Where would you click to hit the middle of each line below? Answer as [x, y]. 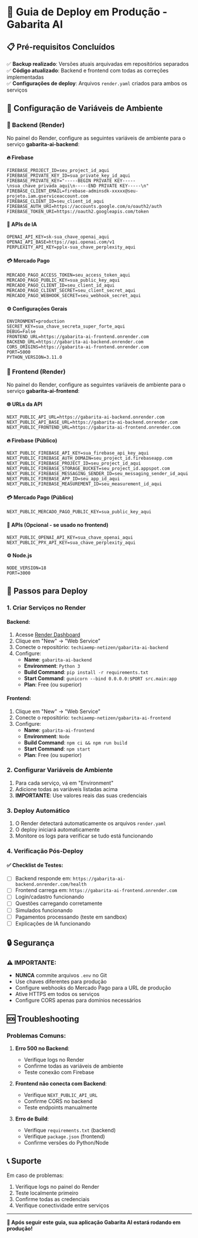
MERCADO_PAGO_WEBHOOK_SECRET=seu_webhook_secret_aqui [74, 296]
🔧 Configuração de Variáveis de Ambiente [85, 108]
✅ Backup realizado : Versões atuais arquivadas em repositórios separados [98, 64]
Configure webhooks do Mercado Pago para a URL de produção [93, 988]
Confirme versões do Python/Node [66, 1143]
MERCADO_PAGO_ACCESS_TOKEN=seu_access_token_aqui [69, 275]
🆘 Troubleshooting [43, 1019]
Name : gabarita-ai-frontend [59, 730]
